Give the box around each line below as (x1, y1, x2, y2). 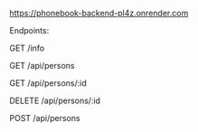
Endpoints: (9, 25, 50, 35)
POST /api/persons (9, 113, 80, 123)
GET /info (9, 42, 45, 53)
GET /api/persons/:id (9, 78, 88, 89)
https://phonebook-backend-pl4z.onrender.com (9, 8, 189, 18)
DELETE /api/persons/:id (9, 95, 101, 106)
